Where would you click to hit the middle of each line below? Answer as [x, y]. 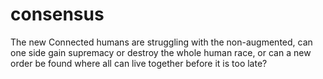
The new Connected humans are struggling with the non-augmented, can [161, 42]
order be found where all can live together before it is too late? [139, 63]
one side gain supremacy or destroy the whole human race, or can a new [161, 52]
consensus [57, 14]
